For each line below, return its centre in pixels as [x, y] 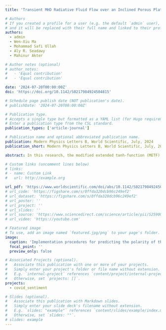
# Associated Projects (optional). [42, 260]
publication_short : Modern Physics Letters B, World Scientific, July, [80, 146]
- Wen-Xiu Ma [23, 42]
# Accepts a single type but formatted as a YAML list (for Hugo [74, 119]
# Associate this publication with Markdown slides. [63, 301]
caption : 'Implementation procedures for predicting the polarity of [83, 242]
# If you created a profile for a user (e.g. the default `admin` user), [83, 23]
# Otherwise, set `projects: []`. [43, 278]
